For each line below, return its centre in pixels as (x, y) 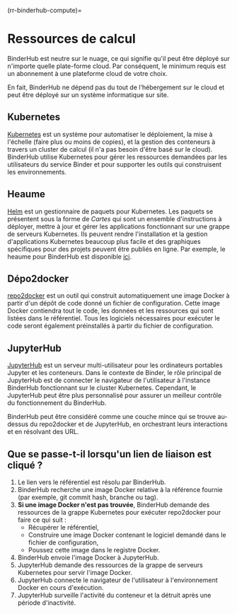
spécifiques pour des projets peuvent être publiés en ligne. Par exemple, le (116, 249)
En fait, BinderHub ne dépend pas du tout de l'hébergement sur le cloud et (116, 87)
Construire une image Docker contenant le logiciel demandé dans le (127, 535)
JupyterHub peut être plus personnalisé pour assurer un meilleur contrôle (115, 396)
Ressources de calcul (71, 39)
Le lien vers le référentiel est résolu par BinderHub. (92, 482)
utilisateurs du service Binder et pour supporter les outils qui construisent (114, 164)
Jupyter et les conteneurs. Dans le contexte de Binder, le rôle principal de (114, 373)
